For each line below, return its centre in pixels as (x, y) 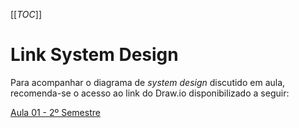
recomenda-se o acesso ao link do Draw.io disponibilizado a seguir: (150, 93)
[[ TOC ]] (26, 14)
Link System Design (94, 55)
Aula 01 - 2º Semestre (55, 112)
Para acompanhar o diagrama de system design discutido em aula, (148, 82)
